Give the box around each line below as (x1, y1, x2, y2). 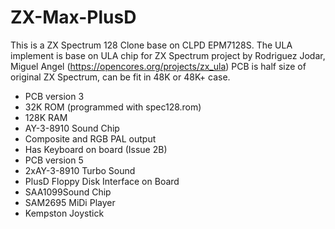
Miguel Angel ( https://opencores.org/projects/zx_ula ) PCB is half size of (10, 60, 307, 72)
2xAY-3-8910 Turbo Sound (24, 164, 136, 176)
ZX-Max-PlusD (10, 6, 137, 29)
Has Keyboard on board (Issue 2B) (24, 143, 168, 155)
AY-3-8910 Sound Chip (24, 122, 120, 134)
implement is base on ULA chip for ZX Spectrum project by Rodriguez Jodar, (10, 49, 326, 61)
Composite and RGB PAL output (24, 132, 157, 145)
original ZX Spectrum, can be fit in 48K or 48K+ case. (10, 71, 231, 83)
